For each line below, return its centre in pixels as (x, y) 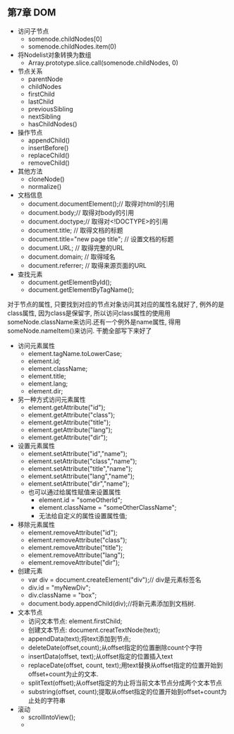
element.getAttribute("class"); (72, 415)
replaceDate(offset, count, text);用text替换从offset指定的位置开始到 (125, 665)
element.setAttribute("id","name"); (78, 453)
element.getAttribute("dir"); (68, 437)
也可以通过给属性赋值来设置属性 (74, 491)
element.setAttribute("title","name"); (80, 468)
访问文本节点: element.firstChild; (75, 621)
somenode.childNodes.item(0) (72, 46)
